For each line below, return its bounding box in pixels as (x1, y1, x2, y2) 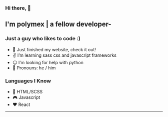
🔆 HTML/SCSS (12, 88, 43, 94)
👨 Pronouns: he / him (12, 65, 56, 71)
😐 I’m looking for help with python (12, 59, 83, 65)
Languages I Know (5, 77, 51, 84)
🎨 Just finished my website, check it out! (12, 46, 96, 52)
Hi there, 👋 (5, 5, 31, 12)
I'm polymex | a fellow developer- (5, 20, 111, 29)
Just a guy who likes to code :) (5, 35, 81, 42)
